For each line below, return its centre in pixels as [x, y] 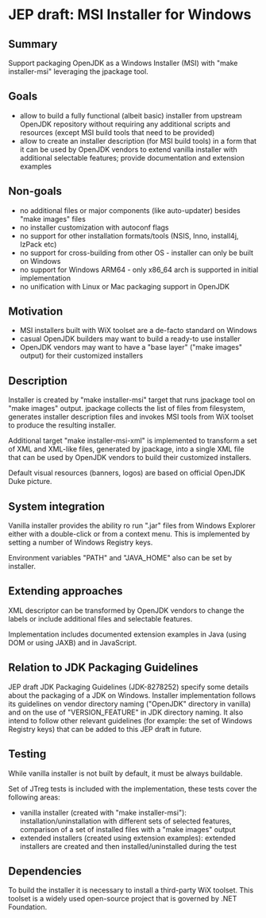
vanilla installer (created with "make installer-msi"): [103, 812]
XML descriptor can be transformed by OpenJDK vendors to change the [126, 610]
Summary [33, 44]
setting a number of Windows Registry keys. [81, 543]
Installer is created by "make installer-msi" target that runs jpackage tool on [132, 400]
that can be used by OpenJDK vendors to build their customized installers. [130, 458]
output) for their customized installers [81, 356]
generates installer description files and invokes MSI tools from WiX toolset [131, 417]
